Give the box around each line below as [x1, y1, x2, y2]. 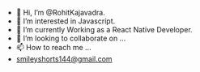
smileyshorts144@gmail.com [15, 54, 113, 64]
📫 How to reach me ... [15, 43, 91, 52]
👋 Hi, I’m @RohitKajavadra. [15, 8, 105, 17]
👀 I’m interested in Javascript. [15, 16, 116, 26]
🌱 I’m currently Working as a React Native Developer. [15, 25, 193, 34]
